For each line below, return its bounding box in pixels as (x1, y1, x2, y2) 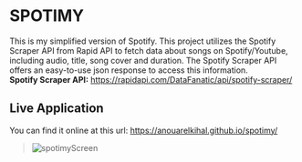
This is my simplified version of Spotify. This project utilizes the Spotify (9, 35, 276, 46)
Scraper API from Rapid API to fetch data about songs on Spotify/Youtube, (9, 45, 289, 56)
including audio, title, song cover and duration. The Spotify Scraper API (9, 55, 277, 66)
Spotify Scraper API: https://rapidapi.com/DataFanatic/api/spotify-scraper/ (9, 74, 293, 85)
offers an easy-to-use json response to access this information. (9, 65, 248, 76)
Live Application (9, 101, 104, 116)
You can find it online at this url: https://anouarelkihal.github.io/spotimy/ (9, 125, 278, 136)
